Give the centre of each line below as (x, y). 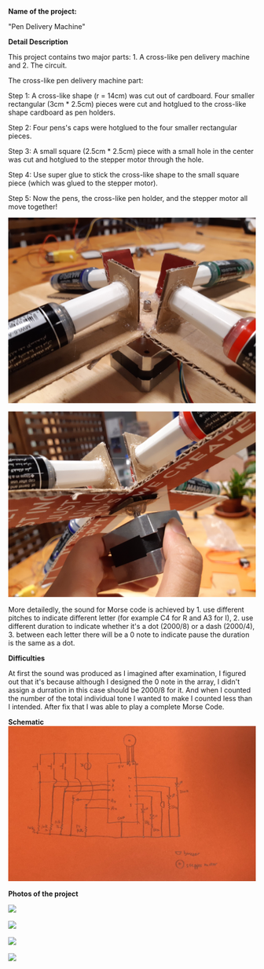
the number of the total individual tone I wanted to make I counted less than (130, 698)
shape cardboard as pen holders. (62, 112)
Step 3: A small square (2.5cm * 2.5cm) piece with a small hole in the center (131, 151)
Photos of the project (43, 894)
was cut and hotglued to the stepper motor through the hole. (106, 159)
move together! (33, 207)
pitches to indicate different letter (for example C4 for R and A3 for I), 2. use (131, 618)
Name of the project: (42, 11)
